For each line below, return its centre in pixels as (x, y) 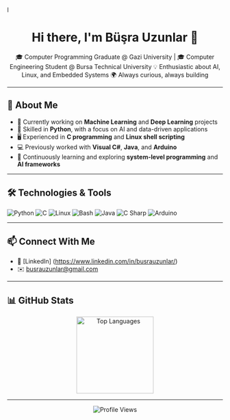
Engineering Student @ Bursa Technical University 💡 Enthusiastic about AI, (115, 66)
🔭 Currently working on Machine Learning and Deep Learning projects (117, 122)
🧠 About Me (33, 105)
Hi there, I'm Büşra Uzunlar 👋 (115, 38)
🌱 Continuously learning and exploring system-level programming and (117, 157)
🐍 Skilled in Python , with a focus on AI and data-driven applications (112, 129)
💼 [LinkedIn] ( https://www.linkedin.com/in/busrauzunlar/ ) (97, 261)
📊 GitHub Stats (40, 300)
